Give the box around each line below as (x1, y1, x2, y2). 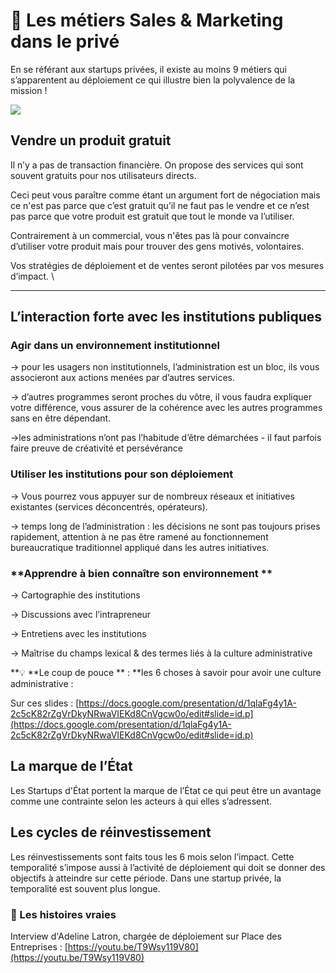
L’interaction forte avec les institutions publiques (10, 309, 323, 326)
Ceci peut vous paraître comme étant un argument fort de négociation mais (10, 189, 321, 201)
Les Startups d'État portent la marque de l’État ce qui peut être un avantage (10, 784, 322, 796)
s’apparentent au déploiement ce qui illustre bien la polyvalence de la (10, 74, 296, 86)
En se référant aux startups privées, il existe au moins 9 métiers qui (10, 63, 287, 75)
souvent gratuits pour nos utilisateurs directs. (10, 169, 197, 181)
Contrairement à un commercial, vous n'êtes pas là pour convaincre (10, 229, 290, 241)
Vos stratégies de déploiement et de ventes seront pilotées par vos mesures (10, 259, 325, 271)
